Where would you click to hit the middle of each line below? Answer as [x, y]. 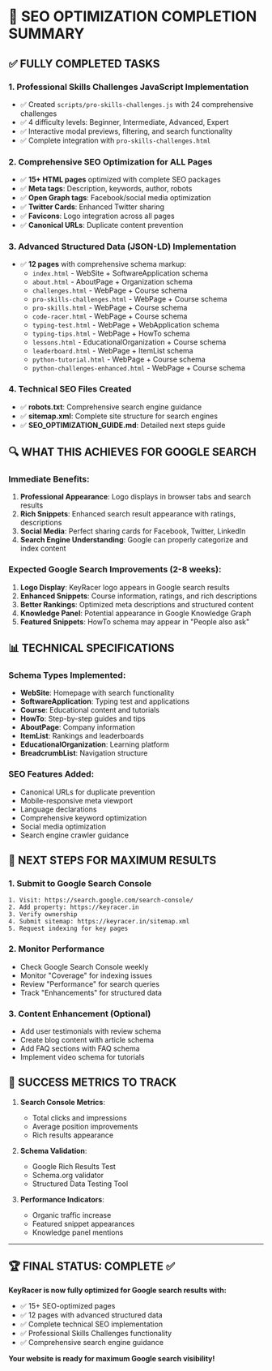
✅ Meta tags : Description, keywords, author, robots [106, 189]
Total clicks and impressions [79, 1117]
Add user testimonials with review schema [91, 1031]
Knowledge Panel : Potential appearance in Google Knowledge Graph [136, 613]
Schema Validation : [53, 1150]
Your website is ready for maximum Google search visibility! [112, 1358]
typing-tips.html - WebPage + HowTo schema [111, 334]
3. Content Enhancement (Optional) [80, 1013]
